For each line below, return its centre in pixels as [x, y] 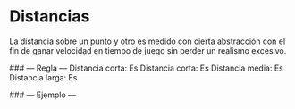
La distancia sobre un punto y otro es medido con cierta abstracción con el [147, 41]
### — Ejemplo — [42, 95]
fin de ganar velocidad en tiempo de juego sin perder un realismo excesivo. [148, 50]
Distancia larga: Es [43, 77]
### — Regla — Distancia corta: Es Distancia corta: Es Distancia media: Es [146, 68]
